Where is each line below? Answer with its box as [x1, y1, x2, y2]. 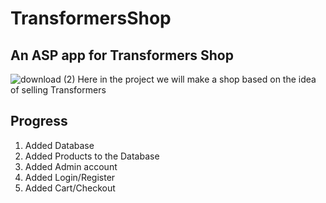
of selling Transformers [10, 84, 107, 96]
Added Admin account [24, 160, 118, 172]
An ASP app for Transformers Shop [10, 47, 234, 64]
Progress [10, 113, 68, 130]
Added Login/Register [24, 171, 116, 183]
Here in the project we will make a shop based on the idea [77, 73, 317, 85]
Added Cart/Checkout [24, 182, 116, 194]
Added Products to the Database [24, 150, 160, 162]
